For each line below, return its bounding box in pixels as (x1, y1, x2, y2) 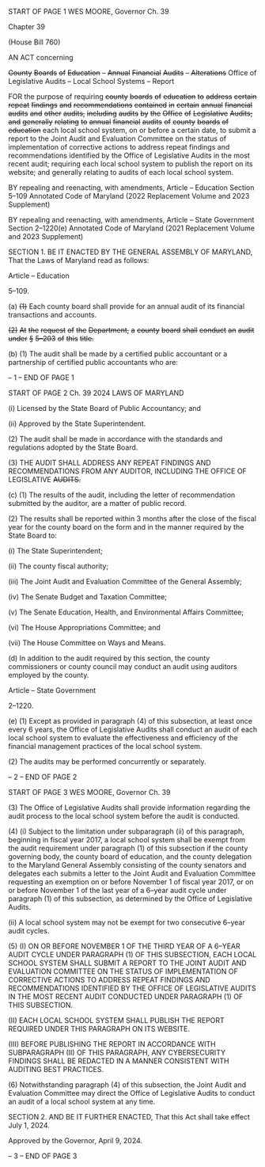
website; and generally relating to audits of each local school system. (8, 168, 234, 177)
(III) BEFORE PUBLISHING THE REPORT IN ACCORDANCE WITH (8, 1040, 216, 1048)
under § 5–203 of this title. (8, 334, 94, 343)
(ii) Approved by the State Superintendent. (8, 419, 146, 428)
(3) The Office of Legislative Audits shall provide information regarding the (8, 803, 251, 812)
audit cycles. (8, 926, 50, 935)
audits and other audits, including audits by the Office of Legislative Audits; (8, 108, 253, 118)
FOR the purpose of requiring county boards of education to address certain (8, 92, 257, 101)
